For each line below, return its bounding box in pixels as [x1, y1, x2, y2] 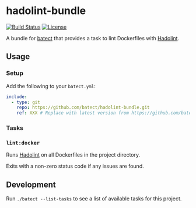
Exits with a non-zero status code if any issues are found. [6, 162, 144, 170]
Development [6, 179, 57, 189]
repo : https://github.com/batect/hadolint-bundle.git [16, 105, 150, 110]
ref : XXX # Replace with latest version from [16, 110, 129, 116]
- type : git [11, 99, 41, 105]
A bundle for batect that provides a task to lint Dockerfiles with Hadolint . [6, 34, 180, 41]
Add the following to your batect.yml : [6, 82, 96, 89]
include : [6, 93, 27, 100]
